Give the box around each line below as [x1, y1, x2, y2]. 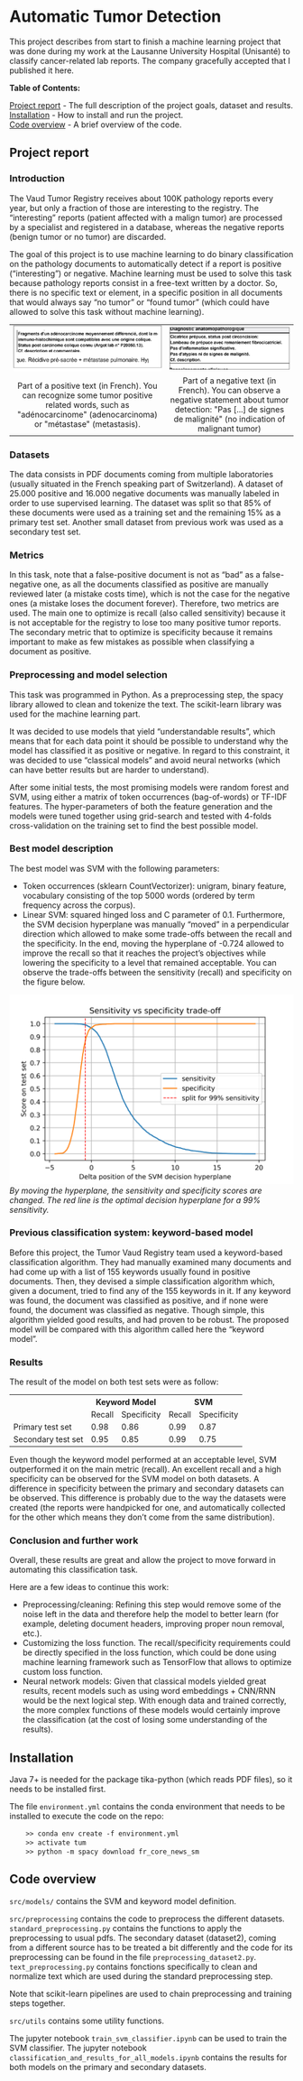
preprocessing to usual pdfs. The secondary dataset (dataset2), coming [9, 1932, 277, 1943]
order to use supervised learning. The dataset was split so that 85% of [9, 497, 272, 508]
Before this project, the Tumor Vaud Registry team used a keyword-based [9, 1247, 283, 1258]
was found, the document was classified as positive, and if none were [9, 1295, 269, 1306]
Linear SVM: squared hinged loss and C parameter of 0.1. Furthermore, [22, 909, 286, 920]
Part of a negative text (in [182, 375, 277, 386]
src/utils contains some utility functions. [9, 2015, 165, 2026]
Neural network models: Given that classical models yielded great [22, 1676, 267, 1687]
